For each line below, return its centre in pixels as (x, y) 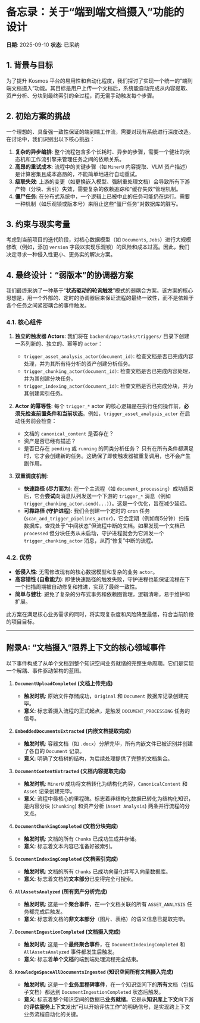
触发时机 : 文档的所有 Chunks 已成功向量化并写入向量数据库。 (97, 871)
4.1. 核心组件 (24, 322)
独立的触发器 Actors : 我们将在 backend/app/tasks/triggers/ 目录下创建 (102, 336)
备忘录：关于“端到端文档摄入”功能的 (95, 12)
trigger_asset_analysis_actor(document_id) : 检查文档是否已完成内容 (109, 356)
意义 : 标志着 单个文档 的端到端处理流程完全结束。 (82, 959)
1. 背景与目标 (30, 65)
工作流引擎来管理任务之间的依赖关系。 (78, 159)
